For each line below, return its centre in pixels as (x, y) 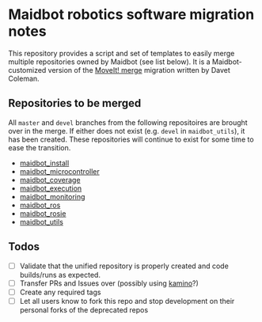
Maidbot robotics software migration (131, 15)
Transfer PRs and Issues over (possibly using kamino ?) (109, 283)
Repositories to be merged (75, 103)
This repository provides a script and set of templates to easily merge (122, 53)
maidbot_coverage (50, 180)
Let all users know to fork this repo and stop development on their (127, 301)
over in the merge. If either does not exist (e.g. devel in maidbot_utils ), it (127, 131)
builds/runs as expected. (60, 275)
